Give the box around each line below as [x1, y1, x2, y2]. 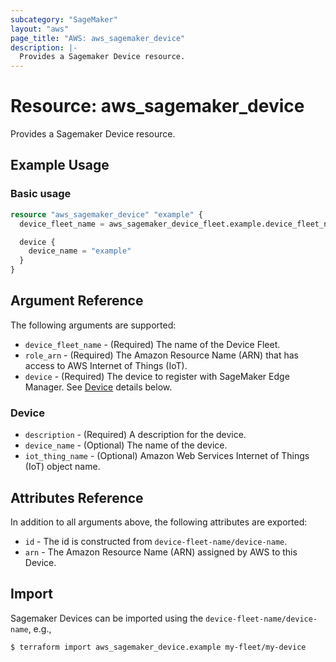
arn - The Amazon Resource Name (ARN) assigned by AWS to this [24, 546, 298, 558]
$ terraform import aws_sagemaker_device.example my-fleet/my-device [10, 642, 307, 652]
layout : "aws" [10, 24, 70, 34]
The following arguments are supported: [10, 319, 177, 331]
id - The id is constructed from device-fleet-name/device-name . [24, 535, 288, 547]
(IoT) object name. [24, 461, 101, 473]
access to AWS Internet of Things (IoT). [24, 359, 188, 371]
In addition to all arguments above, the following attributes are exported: [10, 516, 308, 528]
